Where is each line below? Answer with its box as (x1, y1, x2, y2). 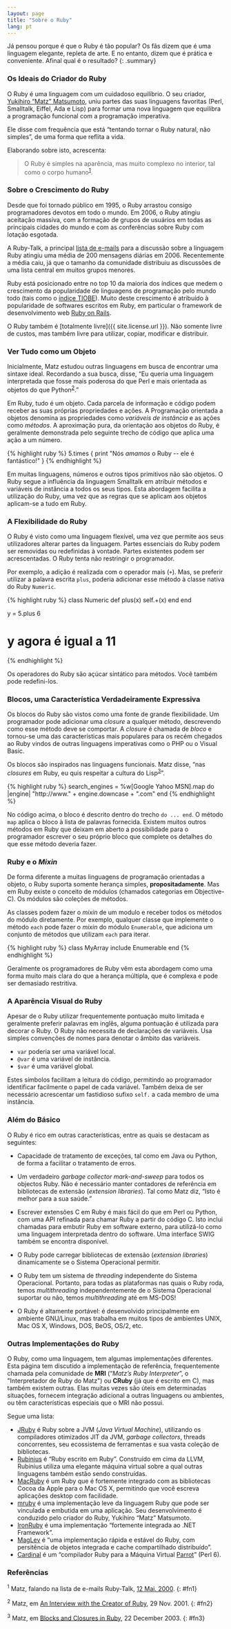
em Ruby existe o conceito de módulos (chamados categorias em (7, 887, 193, 896)
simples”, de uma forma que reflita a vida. (7, 132, 125, 140)
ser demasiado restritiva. (7, 979, 78, 988)
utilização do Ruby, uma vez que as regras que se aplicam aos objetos (7, 492, 207, 500)
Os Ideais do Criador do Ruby (7, 74, 107, 84)
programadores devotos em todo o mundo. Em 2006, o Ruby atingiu (7, 208, 201, 217)
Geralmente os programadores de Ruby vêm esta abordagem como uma (7, 965, 213, 973)
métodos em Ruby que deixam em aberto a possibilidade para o (7, 825, 189, 833)
